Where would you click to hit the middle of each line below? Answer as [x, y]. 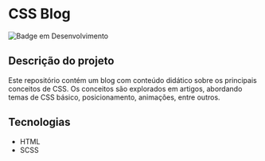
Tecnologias [39, 122]
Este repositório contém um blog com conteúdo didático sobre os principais [132, 80]
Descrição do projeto [61, 61]
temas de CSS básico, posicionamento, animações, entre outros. [114, 97]
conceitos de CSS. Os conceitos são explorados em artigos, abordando [125, 88]
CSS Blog [39, 14]
